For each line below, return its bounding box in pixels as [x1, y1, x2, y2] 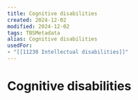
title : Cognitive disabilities [7, 10, 98, 17]
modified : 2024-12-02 [7, 23, 70, 30]
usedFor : [7, 42, 33, 49]
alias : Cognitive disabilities [7, 36, 98, 43]
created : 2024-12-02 [7, 17, 67, 23]
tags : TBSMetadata [7, 29, 60, 37]
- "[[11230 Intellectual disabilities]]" [7, 49, 129, 56]
